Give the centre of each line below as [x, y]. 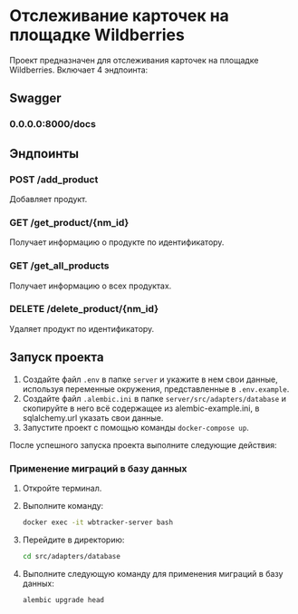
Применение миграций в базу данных [98, 468]
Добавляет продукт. [48, 199]
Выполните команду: [63, 505]
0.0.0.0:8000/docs [53, 124]
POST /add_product [54, 180]
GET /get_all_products [59, 266]
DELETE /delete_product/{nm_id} [84, 309]
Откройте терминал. [62, 488]
